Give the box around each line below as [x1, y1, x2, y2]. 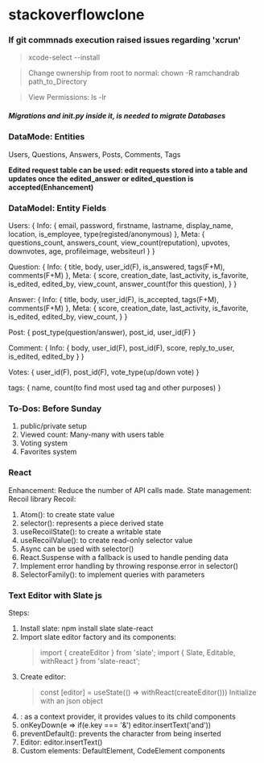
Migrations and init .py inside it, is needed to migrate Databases [8, 111, 226, 121]
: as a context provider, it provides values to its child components [19, 711, 236, 722]
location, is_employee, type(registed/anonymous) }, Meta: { [8, 230, 205, 239]
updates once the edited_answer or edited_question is [8, 173, 195, 183]
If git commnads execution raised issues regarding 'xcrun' [8, 35, 241, 46]
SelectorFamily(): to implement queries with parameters [19, 570, 205, 579]
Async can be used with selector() [19, 544, 134, 554]
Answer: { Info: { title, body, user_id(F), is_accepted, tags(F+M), [8, 295, 219, 305]
